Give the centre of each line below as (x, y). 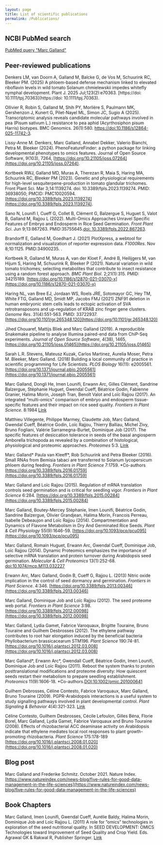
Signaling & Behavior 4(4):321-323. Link (45, 707)
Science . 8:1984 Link (26, 410)
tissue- (142, 400)
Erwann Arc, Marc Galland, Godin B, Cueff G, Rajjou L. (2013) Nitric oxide (78, 575)
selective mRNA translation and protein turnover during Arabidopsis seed (78, 556)
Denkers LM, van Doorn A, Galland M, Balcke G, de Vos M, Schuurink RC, (78, 77)
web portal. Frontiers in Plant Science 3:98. (48, 606)
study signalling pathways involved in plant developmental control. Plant (77, 701)
